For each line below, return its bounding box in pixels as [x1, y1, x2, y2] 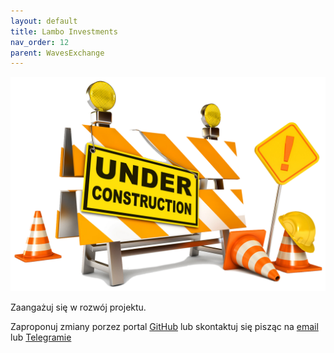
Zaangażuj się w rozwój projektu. [10, 301, 147, 313]
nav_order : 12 [10, 37, 70, 47]
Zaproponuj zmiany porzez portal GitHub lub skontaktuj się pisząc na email [10, 320, 319, 332]
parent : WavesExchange [10, 48, 105, 58]
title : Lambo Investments [10, 26, 118, 37]
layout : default [10, 16, 78, 26]
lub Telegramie [10, 331, 72, 343]
